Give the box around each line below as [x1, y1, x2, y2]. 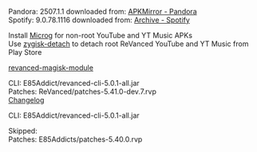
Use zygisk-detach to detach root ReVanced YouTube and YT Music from [8, 39, 249, 49]
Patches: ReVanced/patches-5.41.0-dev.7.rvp [8, 87, 157, 96]
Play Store [8, 48, 42, 57]
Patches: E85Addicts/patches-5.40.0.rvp [8, 134, 143, 144]
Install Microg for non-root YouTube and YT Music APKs [8, 31, 193, 40]
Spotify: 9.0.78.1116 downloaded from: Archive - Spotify [8, 15, 190, 25]
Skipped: [8, 127, 38, 135]
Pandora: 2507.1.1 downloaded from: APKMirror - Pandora [8, 7, 197, 16]
